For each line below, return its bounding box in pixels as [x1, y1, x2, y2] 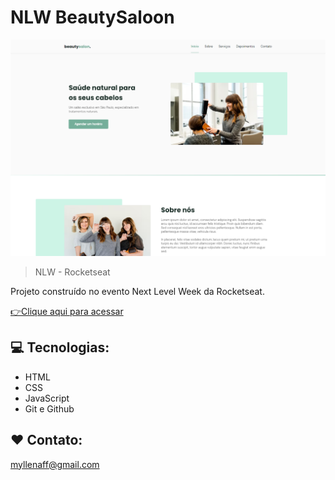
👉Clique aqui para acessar [10, 305, 124, 317]
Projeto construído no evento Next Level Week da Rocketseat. [10, 285, 265, 297]
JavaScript [24, 392, 70, 404]
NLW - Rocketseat [34, 266, 111, 278]
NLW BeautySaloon [10, 6, 175, 29]
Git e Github [24, 402, 75, 415]
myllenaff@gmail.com [10, 458, 100, 470]
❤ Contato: [10, 432, 83, 449]
